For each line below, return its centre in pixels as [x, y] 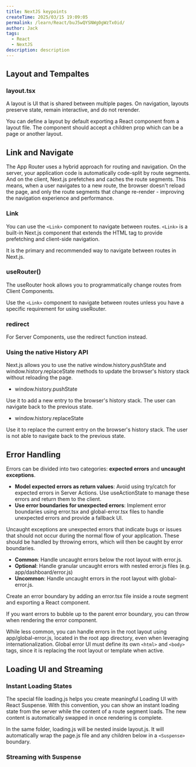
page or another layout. [34, 134]
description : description [38, 50]
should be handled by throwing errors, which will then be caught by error [95, 542]
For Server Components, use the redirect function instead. [77, 337]
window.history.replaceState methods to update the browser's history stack [98, 371]
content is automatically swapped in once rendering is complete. [84, 717]
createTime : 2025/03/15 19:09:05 [47, 17]
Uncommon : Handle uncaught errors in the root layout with [87, 578]
